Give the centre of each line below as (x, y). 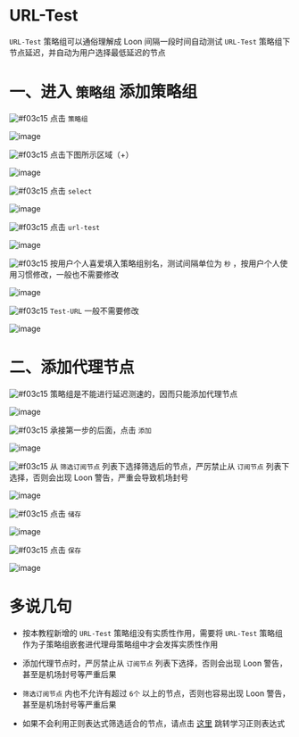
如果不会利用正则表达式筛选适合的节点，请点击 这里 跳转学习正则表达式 (154, 723)
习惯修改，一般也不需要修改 (67, 274)
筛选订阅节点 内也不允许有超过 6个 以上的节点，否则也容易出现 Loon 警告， (156, 693)
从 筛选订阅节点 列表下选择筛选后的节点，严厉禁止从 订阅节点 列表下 (170, 466)
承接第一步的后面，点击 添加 (101, 430)
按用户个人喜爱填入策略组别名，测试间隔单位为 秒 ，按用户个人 (165, 263)
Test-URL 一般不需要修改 (95, 311)
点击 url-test (75, 227)
